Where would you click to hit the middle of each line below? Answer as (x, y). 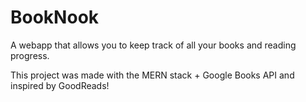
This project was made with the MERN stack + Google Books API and (152, 75)
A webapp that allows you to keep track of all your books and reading (153, 45)
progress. (30, 55)
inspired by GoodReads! (60, 85)
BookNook (55, 17)
